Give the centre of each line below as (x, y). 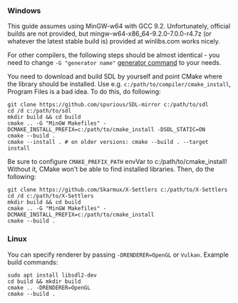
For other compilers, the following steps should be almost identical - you (114, 55)
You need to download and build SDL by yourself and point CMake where (115, 76)
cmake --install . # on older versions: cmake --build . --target (108, 142)
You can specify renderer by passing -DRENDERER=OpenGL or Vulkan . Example (118, 255)
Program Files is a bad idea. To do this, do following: (84, 92)
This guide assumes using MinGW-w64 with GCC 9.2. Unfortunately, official (119, 26)
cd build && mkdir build (44, 281)
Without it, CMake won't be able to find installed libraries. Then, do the (111, 169)
